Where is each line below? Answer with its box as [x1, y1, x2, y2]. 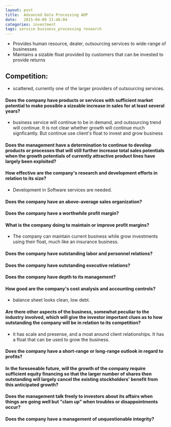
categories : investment [5, 22, 56, 27]
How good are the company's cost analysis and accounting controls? [5, 285, 156, 292]
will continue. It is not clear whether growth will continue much [12, 125, 145, 131]
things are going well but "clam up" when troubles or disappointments [5, 399, 158, 405]
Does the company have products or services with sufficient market [5, 97, 153, 103]
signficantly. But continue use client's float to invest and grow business [12, 130, 163, 136]
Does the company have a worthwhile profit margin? [5, 210, 119, 217]
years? [5, 108, 20, 114]
